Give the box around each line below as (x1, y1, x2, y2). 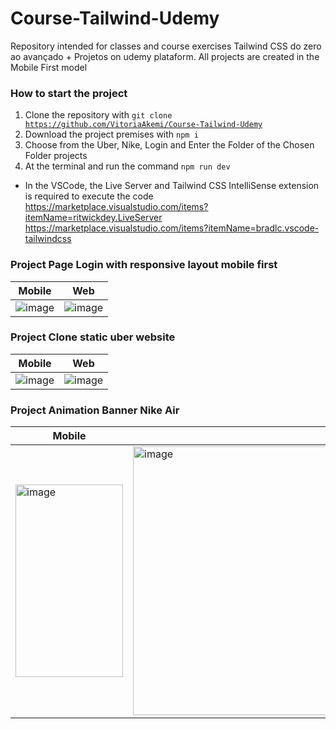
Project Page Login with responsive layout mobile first (10, 258, 278, 272)
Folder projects (24, 150, 88, 162)
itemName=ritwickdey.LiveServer (24, 212, 163, 224)
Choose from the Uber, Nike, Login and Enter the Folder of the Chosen (24, 139, 315, 151)
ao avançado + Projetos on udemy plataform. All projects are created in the (10, 50, 320, 62)
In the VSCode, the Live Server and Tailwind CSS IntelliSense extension (24, 180, 320, 192)
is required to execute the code (24, 190, 154, 202)
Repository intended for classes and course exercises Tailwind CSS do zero (10, 40, 322, 52)
